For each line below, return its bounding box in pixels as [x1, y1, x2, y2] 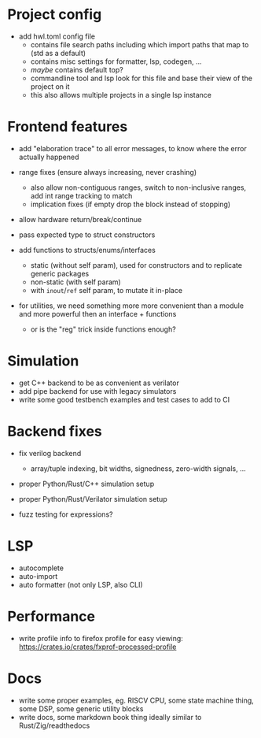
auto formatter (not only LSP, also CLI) [18, 580, 143, 589]
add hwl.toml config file [18, 32, 96, 41]
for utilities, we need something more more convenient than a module [18, 301, 244, 310]
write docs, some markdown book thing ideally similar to [18, 712, 202, 721]
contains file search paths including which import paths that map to [30, 39, 249, 49]
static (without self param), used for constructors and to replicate [30, 260, 243, 269]
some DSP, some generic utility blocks [18, 703, 144, 714]
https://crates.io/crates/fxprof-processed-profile [18, 642, 177, 651]
